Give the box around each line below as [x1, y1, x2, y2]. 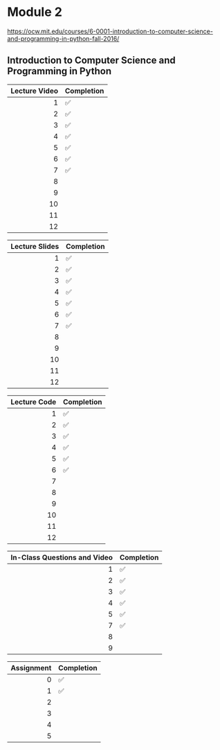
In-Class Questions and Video [10, 552, 113, 562]
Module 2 [7, 4, 62, 20]
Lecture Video [10, 86, 59, 96]
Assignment [10, 663, 52, 672]
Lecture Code [10, 396, 57, 406]
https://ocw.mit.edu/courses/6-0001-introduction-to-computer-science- [7, 27, 213, 35]
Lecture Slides [10, 241, 59, 251]
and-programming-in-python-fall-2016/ [7, 34, 120, 42]
